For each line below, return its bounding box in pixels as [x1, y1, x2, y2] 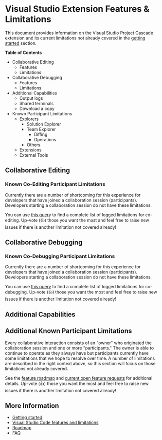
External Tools [19, 152, 48, 158]
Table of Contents [5, 50, 42, 55]
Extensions [19, 147, 42, 153]
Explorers [19, 116, 39, 122]
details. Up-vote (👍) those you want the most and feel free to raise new [5, 381, 149, 386]
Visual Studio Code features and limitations [12, 420, 99, 425]
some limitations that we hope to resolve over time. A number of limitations [5, 355, 155, 361]
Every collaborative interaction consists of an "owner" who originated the [5, 340, 152, 346]
